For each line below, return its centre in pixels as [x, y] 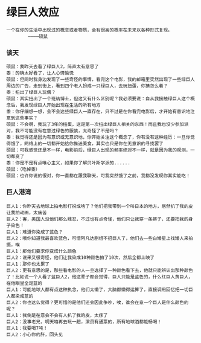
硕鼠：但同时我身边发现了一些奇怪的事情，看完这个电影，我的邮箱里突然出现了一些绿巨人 [101, 80]
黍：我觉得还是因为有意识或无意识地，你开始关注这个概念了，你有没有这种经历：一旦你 [98, 137]
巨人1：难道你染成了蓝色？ [35, 232]
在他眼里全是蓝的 [24, 283]
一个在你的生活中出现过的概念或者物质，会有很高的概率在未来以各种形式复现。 [89, 30]
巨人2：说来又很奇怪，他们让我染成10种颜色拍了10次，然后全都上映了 [81, 257]
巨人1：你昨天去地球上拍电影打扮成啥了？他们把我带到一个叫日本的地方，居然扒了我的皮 [100, 206]
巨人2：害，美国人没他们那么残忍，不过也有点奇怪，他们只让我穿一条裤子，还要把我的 [97, 219]
